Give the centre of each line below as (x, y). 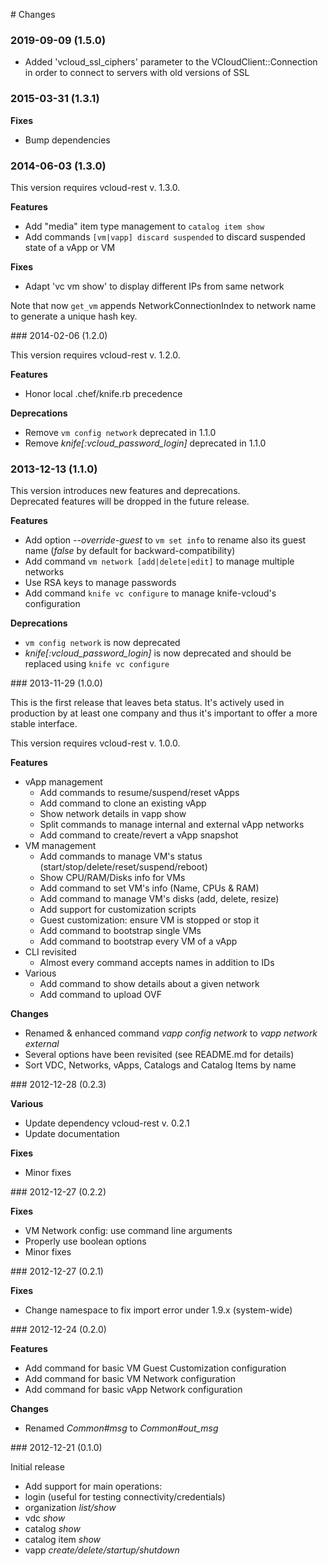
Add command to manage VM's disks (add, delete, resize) (159, 899)
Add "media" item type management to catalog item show (144, 226)
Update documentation (72, 1134)
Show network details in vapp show (113, 814)
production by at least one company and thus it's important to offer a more (164, 713)
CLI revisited (50, 952)
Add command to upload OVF (100, 995)
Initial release (37, 1467)
